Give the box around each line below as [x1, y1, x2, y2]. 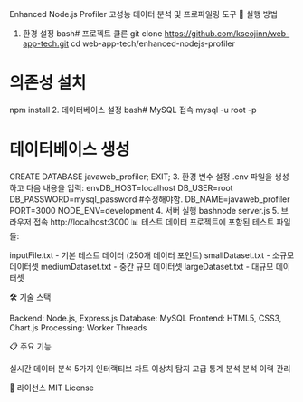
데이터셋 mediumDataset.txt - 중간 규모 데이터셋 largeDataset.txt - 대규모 [9, 261, 274, 272]
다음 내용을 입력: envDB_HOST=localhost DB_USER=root [25, 182, 233, 193]
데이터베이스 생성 [9, 139, 130, 160]
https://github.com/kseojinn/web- [164, 28, 290, 39]
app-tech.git [22, 38, 70, 49]
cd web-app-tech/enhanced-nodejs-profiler [71, 38, 235, 49]
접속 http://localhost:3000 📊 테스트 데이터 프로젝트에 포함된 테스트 [33, 216, 275, 227]
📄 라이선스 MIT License [9, 382, 95, 393]
